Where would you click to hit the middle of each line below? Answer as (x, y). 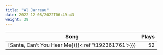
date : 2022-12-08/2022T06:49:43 (40, 15)
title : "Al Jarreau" (27, 10)
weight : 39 (17, 19)
